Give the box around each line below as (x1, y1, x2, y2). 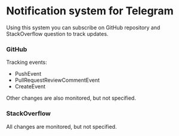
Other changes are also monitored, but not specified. (6, 94, 136, 102)
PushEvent (14, 70, 42, 78)
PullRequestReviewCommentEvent (14, 76, 100, 84)
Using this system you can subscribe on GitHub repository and (6, 24, 161, 31)
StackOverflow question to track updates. (6, 30, 109, 37)
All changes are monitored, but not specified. (6, 123, 118, 130)
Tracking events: (6, 58, 48, 66)
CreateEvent (14, 83, 46, 90)
